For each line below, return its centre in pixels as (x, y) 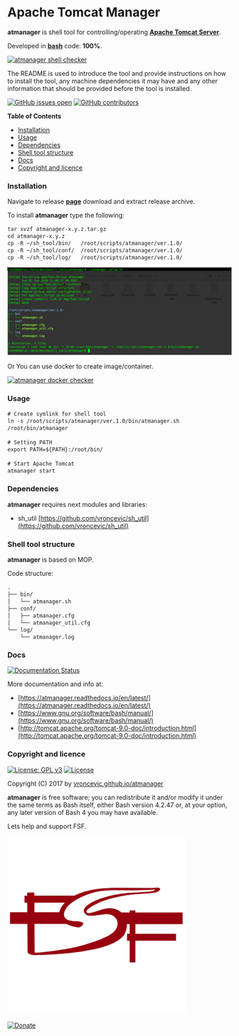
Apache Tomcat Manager (84, 12)
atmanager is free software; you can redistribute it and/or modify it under (115, 797)
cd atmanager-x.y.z (36, 236)
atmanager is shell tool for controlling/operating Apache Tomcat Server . (115, 32)
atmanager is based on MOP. (51, 560)
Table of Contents (34, 116)
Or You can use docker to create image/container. (80, 366)
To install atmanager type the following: (66, 215)
